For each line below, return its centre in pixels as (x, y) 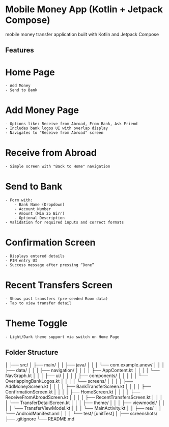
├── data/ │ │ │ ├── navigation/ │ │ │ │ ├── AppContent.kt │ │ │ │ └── (82, 370)
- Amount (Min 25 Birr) (40, 214)
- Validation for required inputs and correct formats (65, 222)
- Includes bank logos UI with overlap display (57, 128)
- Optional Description (40, 218)
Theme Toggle (36, 323)
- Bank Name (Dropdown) (40, 205)
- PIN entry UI (21, 261)
